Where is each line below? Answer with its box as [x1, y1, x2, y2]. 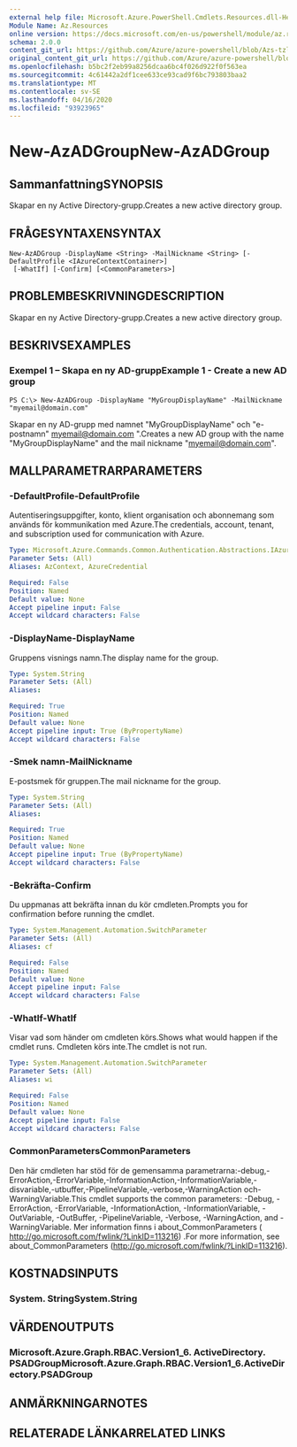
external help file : [9, 12, 86, 22]
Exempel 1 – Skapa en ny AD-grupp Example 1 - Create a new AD [9, 365, 287, 377]
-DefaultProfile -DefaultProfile [9, 489, 140, 502]
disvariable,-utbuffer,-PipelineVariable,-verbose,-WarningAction [9, 1183, 242, 1195]
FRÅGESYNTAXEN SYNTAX [9, 226, 162, 241]
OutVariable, [9, 1212, 55, 1222]
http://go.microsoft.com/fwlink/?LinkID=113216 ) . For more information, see [9, 1231, 280, 1242]
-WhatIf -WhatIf [9, 1012, 77, 1025]
